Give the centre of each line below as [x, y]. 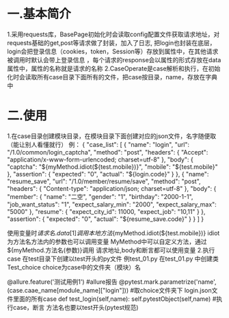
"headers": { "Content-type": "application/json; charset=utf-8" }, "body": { [112, 188]
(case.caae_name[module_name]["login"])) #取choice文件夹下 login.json [109, 290]
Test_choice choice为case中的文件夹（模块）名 [74, 267]
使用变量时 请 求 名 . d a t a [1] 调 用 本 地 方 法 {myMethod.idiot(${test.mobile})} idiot [113, 233]
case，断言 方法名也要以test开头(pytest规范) [76, 307]
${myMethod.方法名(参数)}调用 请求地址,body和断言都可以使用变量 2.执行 [111, 250]
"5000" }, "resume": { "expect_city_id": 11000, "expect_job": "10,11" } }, [106, 211]
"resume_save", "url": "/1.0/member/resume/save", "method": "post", [104, 181]
